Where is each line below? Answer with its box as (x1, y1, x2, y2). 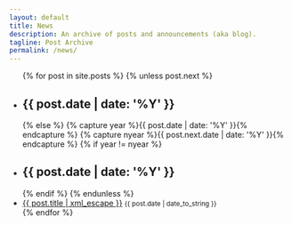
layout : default (9, 12, 69, 22)
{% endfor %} (21, 206, 74, 218)
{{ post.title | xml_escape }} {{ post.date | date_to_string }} (21, 197, 217, 208)
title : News (9, 21, 53, 30)
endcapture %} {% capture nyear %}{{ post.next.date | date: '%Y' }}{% (21, 129, 285, 140)
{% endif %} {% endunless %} (21, 188, 134, 198)
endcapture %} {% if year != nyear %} (21, 139, 163, 149)
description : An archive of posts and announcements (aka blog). (9, 29, 256, 38)
